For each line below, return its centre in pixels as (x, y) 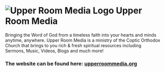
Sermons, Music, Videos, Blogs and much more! (54, 51)
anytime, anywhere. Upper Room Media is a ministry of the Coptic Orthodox (83, 40)
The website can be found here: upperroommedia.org (71, 64)
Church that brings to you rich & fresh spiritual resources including (73, 45)
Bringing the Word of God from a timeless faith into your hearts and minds (81, 35)
